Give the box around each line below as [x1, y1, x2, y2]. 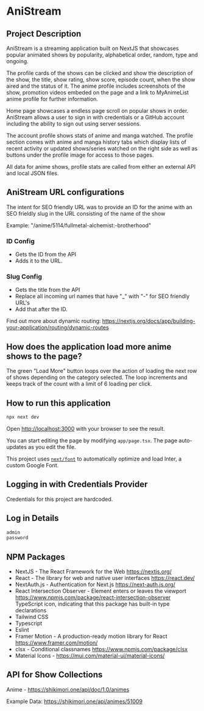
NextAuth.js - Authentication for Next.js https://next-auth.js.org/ [15, 581, 175, 589]
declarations [15, 607, 47, 614]
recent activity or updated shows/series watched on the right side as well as [6, 145, 198, 152]
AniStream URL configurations [6, 187, 125, 197]
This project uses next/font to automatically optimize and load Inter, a [6, 455, 182, 462]
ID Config [6, 236, 35, 245]
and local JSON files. [6, 169, 59, 177]
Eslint [15, 626, 29, 634]
